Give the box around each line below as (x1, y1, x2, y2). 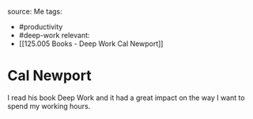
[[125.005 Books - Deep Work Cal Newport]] (18, 39, 164, 48)
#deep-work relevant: (18, 31, 90, 40)
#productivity (18, 22, 63, 31)
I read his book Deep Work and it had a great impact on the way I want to (7, 93, 246, 102)
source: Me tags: (7, 7, 62, 16)
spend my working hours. (7, 101, 91, 110)
